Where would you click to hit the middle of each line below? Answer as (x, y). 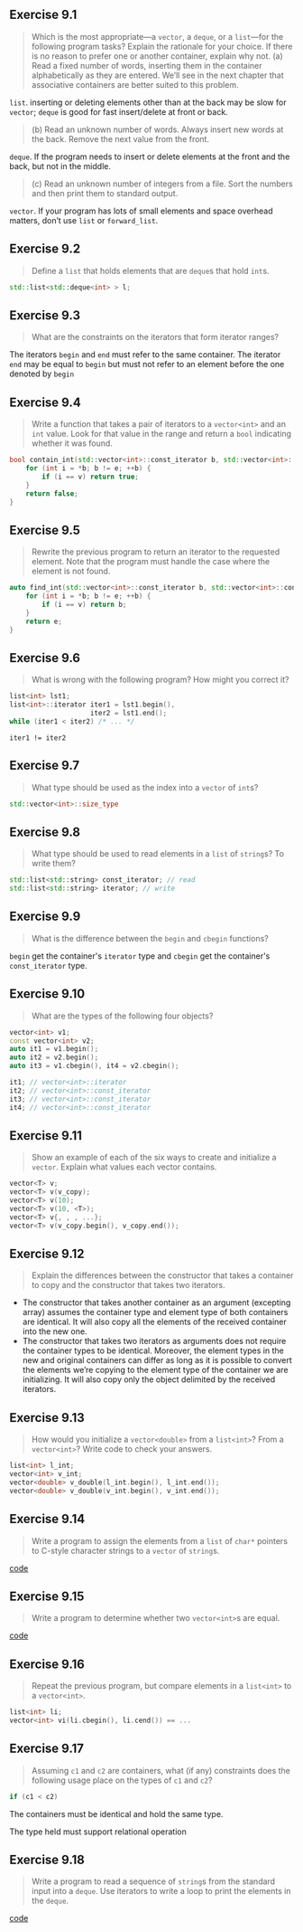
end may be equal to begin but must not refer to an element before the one (147, 365)
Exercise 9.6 (45, 658)
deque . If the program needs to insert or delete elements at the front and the (150, 156)
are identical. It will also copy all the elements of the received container (154, 1322)
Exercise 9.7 (45, 766)
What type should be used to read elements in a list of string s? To (157, 854)
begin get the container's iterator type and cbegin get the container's (140, 956)
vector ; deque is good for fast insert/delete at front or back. (119, 111)
